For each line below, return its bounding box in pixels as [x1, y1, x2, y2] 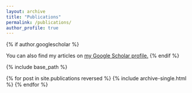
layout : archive [6, 8, 46, 15]
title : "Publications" [6, 14, 61, 20]
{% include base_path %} [6, 64, 68, 71]
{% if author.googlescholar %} [6, 41, 79, 48]
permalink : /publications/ [6, 19, 72, 25]
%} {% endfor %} [6, 81, 48, 88]
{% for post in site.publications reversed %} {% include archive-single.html [6, 75, 187, 82]
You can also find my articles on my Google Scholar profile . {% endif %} [6, 52, 180, 59]
